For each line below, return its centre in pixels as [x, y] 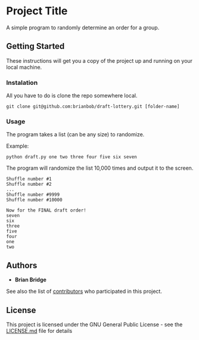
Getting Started [35, 46]
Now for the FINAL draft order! [46, 210]
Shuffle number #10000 [34, 200]
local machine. [24, 67]
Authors [22, 265]
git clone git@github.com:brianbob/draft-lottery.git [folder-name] [93, 107]
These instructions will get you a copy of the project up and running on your [99, 60]
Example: [18, 146]
